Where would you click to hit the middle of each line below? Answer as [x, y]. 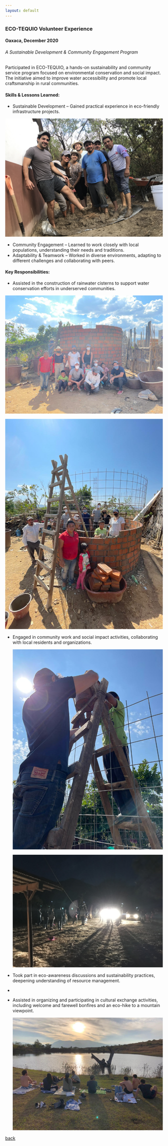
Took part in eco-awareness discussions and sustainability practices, [84, 975]
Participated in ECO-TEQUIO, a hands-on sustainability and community [78, 68]
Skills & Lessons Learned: [32, 95]
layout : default [22, 11]
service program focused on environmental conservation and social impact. [83, 73]
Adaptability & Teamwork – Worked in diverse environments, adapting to [87, 255]
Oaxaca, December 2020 [32, 41]
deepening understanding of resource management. [66, 981]
